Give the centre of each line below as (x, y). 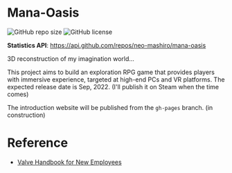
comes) (18, 94)
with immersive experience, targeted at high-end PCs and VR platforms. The (116, 79)
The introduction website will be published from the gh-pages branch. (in (110, 107)
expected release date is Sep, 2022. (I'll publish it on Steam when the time (113, 86)
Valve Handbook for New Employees (70, 162)
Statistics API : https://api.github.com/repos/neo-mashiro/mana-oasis (107, 45)
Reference (37, 143)
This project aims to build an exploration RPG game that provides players (111, 72)
